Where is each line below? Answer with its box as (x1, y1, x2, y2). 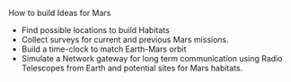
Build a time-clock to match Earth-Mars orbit (21, 44, 187, 54)
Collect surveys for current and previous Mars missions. (21, 35, 230, 45)
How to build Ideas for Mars (8, 8, 111, 18)
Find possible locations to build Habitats (21, 25, 170, 35)
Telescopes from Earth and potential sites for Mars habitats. (21, 62, 243, 73)
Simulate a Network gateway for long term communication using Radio (21, 53, 283, 63)
